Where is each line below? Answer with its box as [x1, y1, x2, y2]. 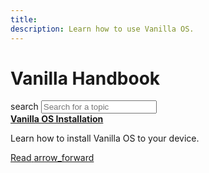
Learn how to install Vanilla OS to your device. [10, 132, 200, 145]
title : [10, 14, 38, 25]
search [10, 101, 39, 113]
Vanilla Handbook [10, 67, 161, 90]
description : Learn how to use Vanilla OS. [10, 24, 195, 34]
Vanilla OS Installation [10, 113, 104, 125]
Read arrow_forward [10, 152, 95, 164]
